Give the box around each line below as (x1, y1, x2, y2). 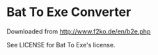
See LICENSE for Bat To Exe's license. (6, 40, 116, 49)
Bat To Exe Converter (6, 4, 132, 20)
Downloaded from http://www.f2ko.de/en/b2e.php (6, 27, 151, 36)
